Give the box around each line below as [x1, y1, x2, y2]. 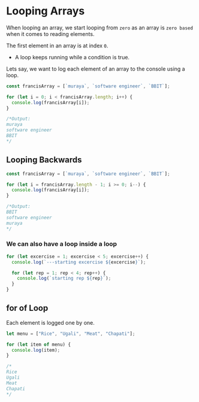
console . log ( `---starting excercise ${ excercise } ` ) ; [11, 259, 146, 265]
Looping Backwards [6, 155, 82, 165]
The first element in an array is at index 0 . [6, 42, 108, 49]
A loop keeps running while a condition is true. [14, 53, 130, 61]
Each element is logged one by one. [6, 319, 95, 326]
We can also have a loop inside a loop [6, 240, 117, 248]
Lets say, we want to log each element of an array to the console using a [6, 65, 185, 72]
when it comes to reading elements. [6, 30, 95, 37]
